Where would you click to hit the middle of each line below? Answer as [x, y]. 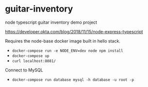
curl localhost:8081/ [34, 61]
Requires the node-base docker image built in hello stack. [63, 41]
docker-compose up [31, 56]
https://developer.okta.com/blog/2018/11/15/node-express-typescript [74, 31]
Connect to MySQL [24, 70]
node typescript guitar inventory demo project [51, 22]
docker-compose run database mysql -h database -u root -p [73, 80]
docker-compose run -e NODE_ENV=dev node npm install [67, 51]
